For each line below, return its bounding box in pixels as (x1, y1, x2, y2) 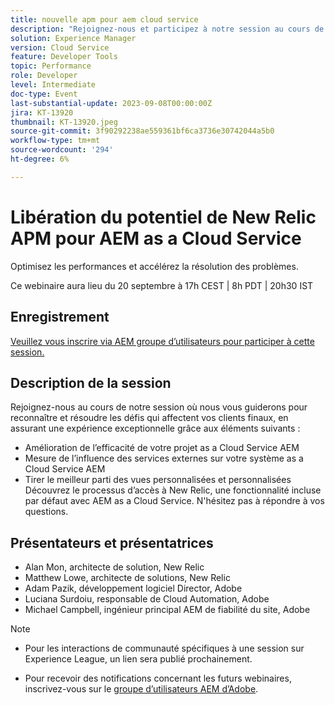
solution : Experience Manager (10, 33, 137, 43)
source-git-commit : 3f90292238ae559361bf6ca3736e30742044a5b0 (10, 126, 275, 136)
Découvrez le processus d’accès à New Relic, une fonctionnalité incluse (24, 484, 322, 496)
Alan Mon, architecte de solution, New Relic (24, 561, 205, 573)
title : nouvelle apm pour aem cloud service (10, 14, 199, 25)
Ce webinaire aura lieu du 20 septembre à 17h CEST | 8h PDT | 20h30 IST (10, 279, 314, 291)
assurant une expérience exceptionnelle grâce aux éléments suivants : (10, 422, 301, 435)
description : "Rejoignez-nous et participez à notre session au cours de (10, 24, 325, 34)
